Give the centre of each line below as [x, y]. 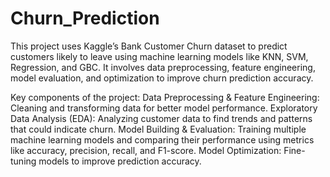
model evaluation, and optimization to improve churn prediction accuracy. [162, 78]
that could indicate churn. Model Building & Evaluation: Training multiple [158, 129]
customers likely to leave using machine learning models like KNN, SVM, [159, 56]
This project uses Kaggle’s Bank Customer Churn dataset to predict [149, 46]
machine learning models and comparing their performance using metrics [162, 139]
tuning [23, 161]
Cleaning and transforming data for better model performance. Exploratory [164, 108]
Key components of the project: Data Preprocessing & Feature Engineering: [165, 97]
